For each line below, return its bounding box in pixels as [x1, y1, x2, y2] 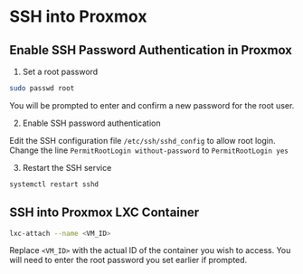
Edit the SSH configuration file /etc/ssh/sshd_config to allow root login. [9, 135, 276, 146]
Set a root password [22, 66, 99, 77]
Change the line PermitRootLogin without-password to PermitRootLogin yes [9, 145, 289, 156]
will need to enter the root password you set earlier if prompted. [9, 255, 248, 266]
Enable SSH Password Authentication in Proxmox [9, 43, 292, 58]
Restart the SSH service [22, 162, 112, 173]
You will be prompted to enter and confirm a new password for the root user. [9, 99, 295, 110]
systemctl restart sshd [9, 179, 99, 189]
